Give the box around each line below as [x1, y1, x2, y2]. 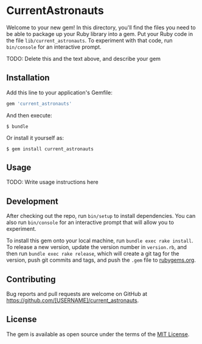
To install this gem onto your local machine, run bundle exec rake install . [6, 237, 193, 244]
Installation [6, 72, 50, 83]
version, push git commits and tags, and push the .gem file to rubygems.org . [6, 256, 197, 264]
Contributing [6, 274, 56, 284]
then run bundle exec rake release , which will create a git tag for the [6, 250, 179, 258]
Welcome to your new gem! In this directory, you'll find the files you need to [6, 24, 196, 31]
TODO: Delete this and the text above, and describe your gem [6, 55, 161, 62]
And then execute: [6, 111, 52, 119]
